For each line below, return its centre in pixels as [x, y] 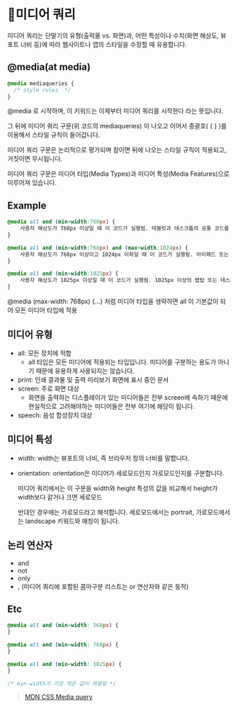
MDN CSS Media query [59, 697]
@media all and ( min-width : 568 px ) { [63, 625]
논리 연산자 [30, 545]
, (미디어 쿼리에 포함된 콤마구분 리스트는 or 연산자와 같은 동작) [103, 586]
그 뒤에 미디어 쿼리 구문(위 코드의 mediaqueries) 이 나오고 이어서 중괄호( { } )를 [117, 126]
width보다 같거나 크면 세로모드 [60, 497]
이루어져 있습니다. [32, 183]
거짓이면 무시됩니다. [35, 159]
